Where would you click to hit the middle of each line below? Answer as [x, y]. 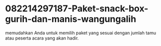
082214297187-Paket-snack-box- [77, 9]
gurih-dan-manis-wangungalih [71, 19]
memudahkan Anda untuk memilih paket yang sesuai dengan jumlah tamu [81, 33]
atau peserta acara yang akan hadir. [42, 38]
